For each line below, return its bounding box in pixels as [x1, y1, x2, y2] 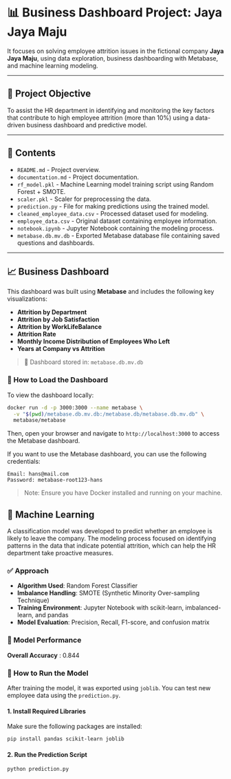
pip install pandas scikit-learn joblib [7, 736, 125, 743]
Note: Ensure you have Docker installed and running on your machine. [23, 489, 223, 497]
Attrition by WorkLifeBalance [16, 323, 102, 331]
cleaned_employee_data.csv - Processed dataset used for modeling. [16, 209, 208, 217]
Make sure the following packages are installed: [7, 723, 142, 731]
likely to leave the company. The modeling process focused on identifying [7, 534, 217, 543]
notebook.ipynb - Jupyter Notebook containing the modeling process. [16, 224, 214, 232]
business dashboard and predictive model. [26, 120, 148, 129]
